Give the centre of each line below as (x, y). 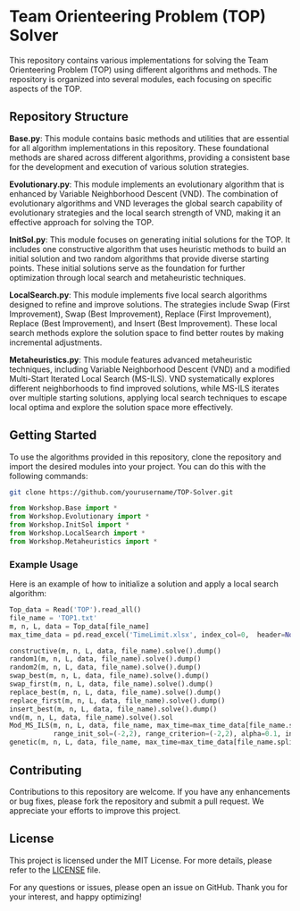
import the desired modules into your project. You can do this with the (137, 466)
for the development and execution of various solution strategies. (129, 166)
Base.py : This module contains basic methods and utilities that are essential (150, 138)
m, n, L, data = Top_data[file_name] (79, 626)
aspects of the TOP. (46, 89)
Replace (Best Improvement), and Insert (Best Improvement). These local (143, 323)
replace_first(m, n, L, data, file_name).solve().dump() (117, 700)
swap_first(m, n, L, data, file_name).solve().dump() (112, 684)
